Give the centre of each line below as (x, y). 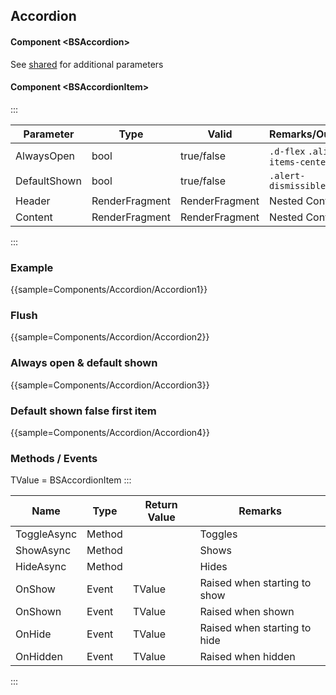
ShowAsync (43, 551)
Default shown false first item (83, 411)
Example (32, 267)
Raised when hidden (247, 657)
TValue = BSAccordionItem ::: (71, 480)
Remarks (260, 511)
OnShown (38, 612)
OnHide (33, 634)
